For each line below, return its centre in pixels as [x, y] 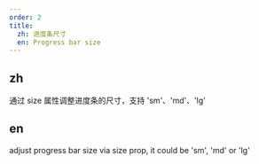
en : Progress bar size [59, 42]
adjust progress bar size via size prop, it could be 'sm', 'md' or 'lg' [129, 150]
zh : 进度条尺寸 [42, 34]
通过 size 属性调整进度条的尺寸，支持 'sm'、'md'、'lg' [107, 101]
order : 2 [25, 17]
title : [21, 26]
